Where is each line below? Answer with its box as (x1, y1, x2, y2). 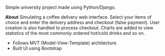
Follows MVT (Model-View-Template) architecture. (12, 40, 118, 46)
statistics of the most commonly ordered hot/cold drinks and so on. (5, 30, 145, 36)
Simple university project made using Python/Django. (5, 5, 116, 10)
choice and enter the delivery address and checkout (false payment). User (5, 20, 160, 25)
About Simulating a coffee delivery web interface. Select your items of (5, 14, 152, 20)
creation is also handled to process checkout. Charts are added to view (5, 25, 153, 31)
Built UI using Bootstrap (12, 45, 62, 51)
